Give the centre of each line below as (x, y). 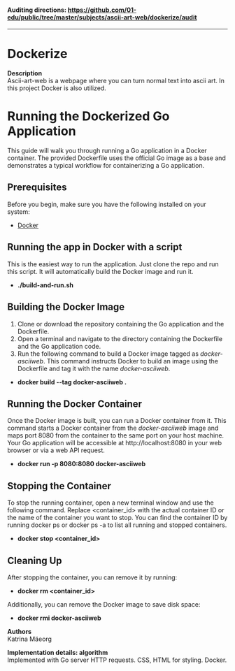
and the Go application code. (59, 346)
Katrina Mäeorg (30, 639)
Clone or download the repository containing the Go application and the (121, 324)
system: (19, 211)
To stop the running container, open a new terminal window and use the (111, 503)
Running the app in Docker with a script (95, 247)
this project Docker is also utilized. (57, 88)
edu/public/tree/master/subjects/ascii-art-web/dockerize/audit (102, 17)
